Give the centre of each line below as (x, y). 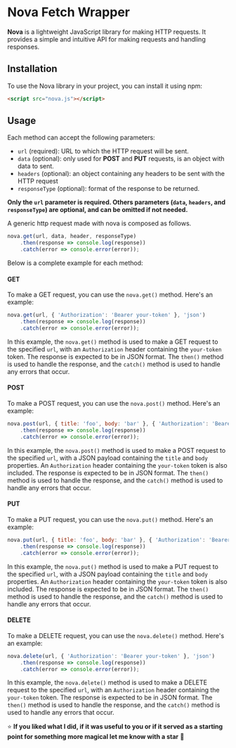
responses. (24, 46)
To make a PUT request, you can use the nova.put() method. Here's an (110, 519)
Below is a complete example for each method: (75, 263)
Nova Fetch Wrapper (68, 12)
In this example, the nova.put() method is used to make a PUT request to (113, 566)
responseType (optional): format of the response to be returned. (109, 189)
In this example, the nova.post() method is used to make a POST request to (117, 450)
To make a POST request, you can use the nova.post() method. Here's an (114, 404)
